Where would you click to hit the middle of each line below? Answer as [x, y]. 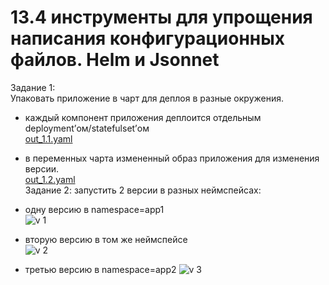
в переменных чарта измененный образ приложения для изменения [172, 158]
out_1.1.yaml [48, 138]
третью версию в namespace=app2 [100, 269]
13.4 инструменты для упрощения [161, 17]
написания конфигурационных [148, 38]
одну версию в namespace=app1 [94, 209]
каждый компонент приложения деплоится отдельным [143, 117]
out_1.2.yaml [50, 179]
